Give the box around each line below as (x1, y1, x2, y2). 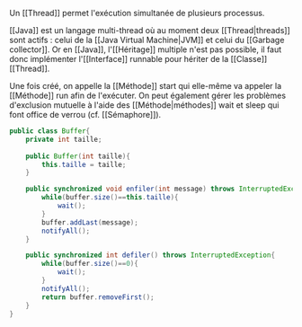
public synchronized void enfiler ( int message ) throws (25, 184, 235, 194)
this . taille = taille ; (41, 160, 127, 169)
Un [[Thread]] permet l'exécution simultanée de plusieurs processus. (9, 8, 265, 18)
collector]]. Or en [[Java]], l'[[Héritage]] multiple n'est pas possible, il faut (9, 44, 282, 55)
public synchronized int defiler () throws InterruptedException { (25, 251, 276, 260)
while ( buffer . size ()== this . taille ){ (41, 193, 179, 202)
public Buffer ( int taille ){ (25, 152, 130, 161)
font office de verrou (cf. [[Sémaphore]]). (9, 110, 162, 119)
